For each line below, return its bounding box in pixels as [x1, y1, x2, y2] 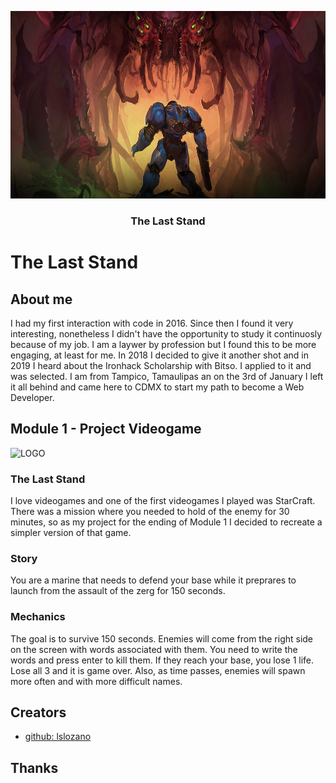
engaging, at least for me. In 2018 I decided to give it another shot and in [10, 349, 309, 361]
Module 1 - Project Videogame [10, 421, 202, 438]
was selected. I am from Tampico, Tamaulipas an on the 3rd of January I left [10, 370, 324, 382]
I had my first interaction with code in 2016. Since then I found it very [10, 317, 294, 329]
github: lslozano [24, 731, 92, 743]
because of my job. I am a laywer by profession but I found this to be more [10, 338, 317, 350]
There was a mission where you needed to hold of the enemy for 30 [10, 506, 290, 518]
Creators [10, 704, 67, 721]
